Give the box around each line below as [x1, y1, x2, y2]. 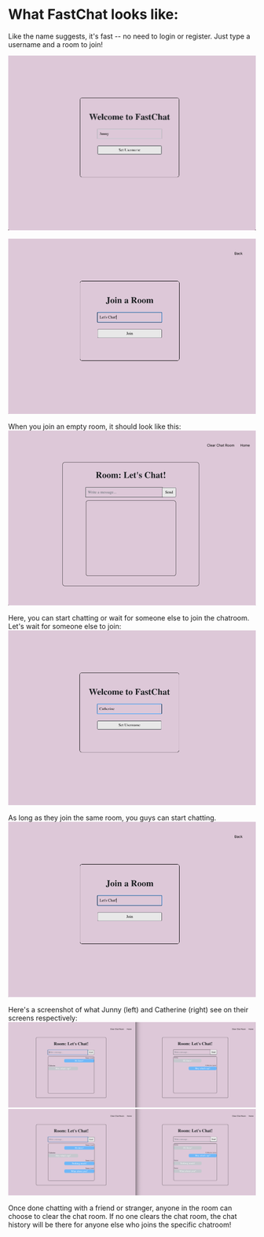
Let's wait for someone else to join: [8, 621, 122, 631]
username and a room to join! [8, 39, 104, 49]
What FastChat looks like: [8, 5, 179, 24]
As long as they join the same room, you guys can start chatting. [8, 813, 217, 822]
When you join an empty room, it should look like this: [8, 422, 181, 431]
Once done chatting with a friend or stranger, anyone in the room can [8, 1203, 233, 1213]
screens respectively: [8, 1013, 78, 1023]
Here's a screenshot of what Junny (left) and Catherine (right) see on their [8, 1005, 249, 1014]
